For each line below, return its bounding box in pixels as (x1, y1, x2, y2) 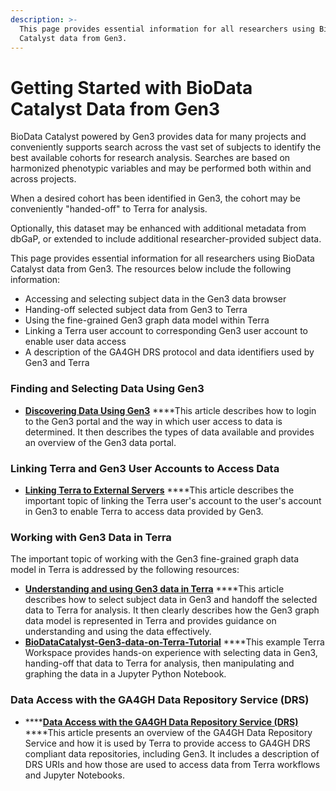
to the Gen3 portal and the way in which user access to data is (24, 415, 283, 427)
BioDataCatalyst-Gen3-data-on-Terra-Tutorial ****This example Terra (24, 636, 325, 648)
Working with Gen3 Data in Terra (10, 530, 172, 544)
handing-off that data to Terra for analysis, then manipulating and (24, 657, 295, 670)
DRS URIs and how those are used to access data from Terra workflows (24, 758, 321, 770)
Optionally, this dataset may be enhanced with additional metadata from (10, 222, 307, 235)
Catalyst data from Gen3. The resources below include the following (10, 263, 292, 275)
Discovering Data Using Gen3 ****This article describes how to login (24, 404, 317, 416)
